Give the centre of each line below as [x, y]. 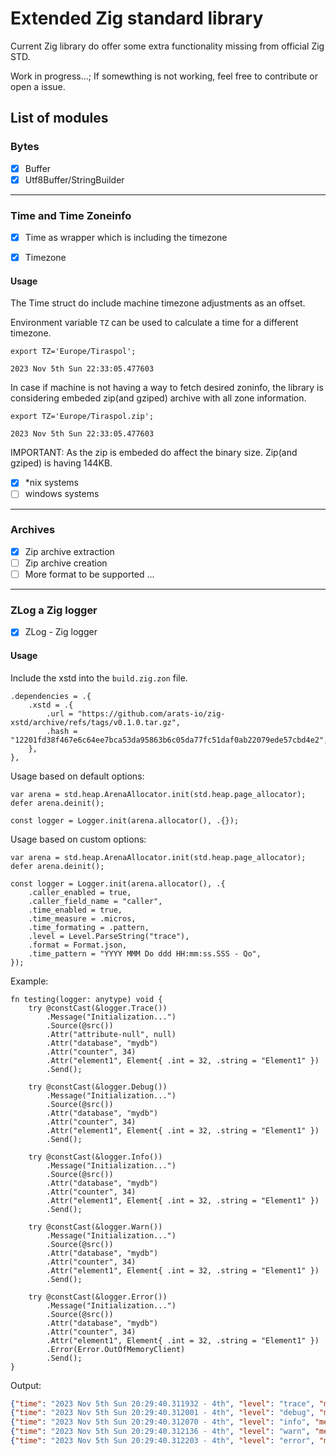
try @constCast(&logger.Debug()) [98, 1087]
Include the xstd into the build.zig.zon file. [99, 678]
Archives [33, 530]
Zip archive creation [66, 563]
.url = [60, 713]
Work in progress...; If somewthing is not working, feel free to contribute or [164, 76]
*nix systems [51, 483]
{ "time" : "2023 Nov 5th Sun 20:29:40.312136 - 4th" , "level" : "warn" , [160, 1432]
